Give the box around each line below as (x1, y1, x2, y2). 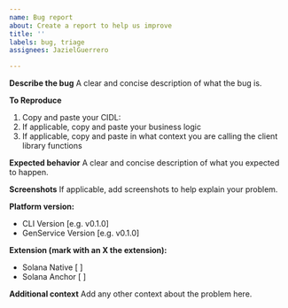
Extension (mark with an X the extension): (9, 245, 167, 256)
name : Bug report (9, 12, 74, 22)
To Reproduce (9, 95, 62, 106)
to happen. (9, 167, 49, 178)
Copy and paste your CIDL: (21, 112, 121, 123)
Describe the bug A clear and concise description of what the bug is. (9, 78, 262, 89)
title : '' (9, 29, 46, 38)
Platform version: (9, 201, 75, 212)
